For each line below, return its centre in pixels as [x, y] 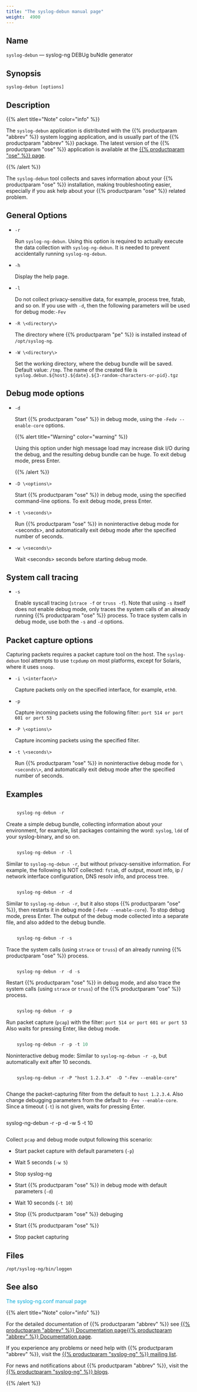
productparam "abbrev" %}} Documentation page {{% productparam [89, 1330]
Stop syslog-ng [33, 1174]
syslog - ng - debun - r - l [44, 852]
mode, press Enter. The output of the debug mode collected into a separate [98, 916]
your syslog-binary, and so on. [43, 836]
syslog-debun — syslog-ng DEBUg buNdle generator [70, 55]
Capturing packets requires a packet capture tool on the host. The [86, 655]
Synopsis [24, 73]
